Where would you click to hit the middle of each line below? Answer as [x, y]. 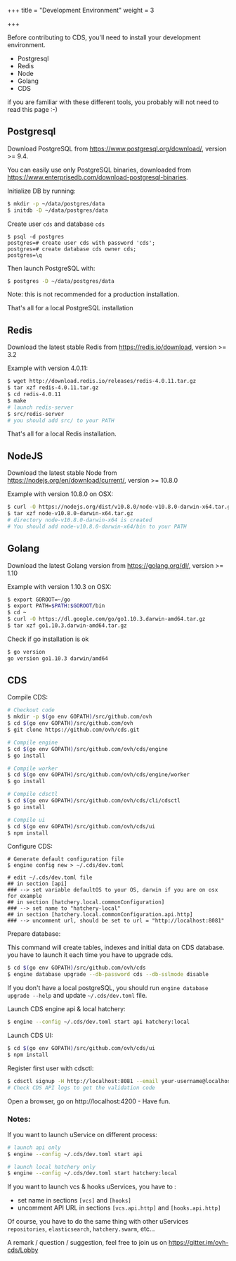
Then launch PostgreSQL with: [51, 268]
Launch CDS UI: [31, 1035]
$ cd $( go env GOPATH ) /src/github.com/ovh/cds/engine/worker [99, 775]
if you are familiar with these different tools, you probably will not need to [113, 102]
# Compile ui [26, 820]
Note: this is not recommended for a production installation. [93, 294]
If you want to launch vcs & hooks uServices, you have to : [92, 1187]
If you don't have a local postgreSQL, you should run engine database [108, 988]
